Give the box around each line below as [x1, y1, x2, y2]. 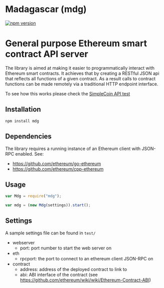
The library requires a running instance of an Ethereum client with [5, 146, 141, 152]
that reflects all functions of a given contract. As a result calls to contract [5, 75, 155, 81]
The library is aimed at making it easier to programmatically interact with [5, 65, 154, 71]
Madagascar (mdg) [5, 4, 87, 15]
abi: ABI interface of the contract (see [20, 271, 98, 277]
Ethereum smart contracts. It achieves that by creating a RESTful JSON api [5, 70, 159, 76]
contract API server [5, 49, 89, 60]
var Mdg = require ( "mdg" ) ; [5, 194, 62, 199]
